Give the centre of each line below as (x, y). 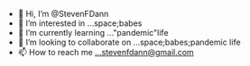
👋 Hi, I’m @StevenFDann (63, 14)
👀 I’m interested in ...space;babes (80, 23)
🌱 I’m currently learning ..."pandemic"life (93, 33)
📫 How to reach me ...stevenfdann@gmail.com (106, 52)
